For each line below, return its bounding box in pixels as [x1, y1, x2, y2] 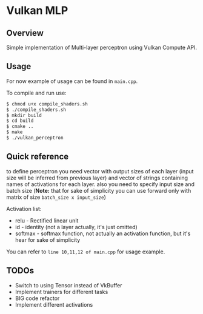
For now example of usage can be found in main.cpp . [6, 77, 138, 85]
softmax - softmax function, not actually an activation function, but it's [15, 230, 191, 237]
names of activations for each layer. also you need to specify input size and [6, 180, 195, 188]
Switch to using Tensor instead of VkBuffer [15, 281, 122, 289]
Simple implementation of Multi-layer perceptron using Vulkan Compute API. [6, 44, 198, 51]
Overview [6, 28, 44, 38]
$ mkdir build [6, 112, 42, 118]
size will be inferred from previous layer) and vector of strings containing [6, 174, 188, 181]
